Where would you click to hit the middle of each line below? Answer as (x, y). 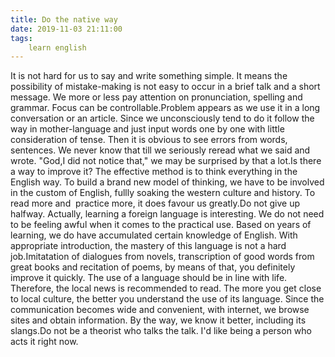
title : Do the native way (64, 19)
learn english (57, 47)
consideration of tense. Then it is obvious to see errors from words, (149, 140)
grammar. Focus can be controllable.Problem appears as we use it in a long (165, 108)
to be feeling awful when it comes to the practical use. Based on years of (161, 225)
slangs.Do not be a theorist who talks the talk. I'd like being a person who (161, 331)
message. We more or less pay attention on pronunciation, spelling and (156, 97)
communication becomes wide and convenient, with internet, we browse (160, 310)
